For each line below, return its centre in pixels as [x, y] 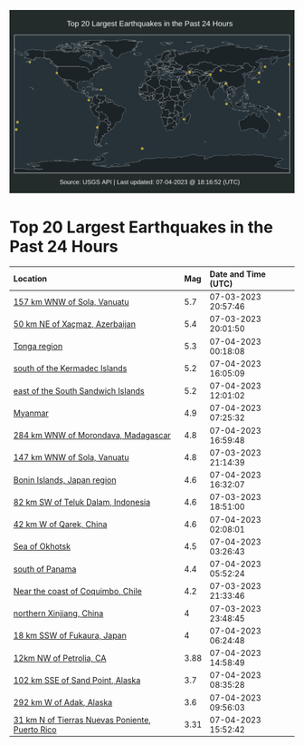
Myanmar [31, 413]
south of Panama [45, 569]
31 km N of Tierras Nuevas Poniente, [82, 720]
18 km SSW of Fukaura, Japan [70, 635]
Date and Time [238, 274]
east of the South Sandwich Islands [79, 390]
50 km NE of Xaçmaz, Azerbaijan [74, 324]
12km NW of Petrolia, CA [60, 658]
